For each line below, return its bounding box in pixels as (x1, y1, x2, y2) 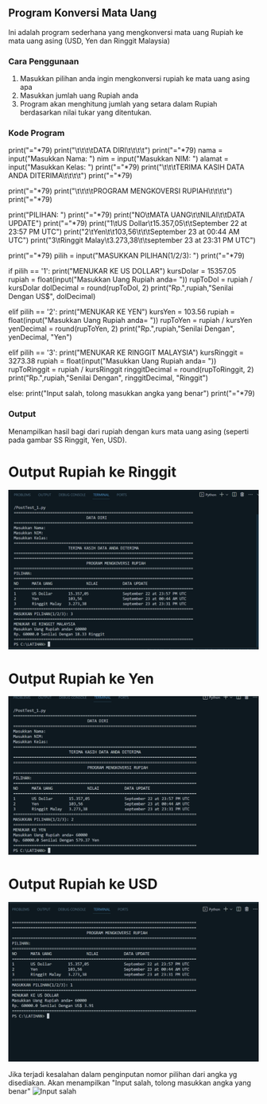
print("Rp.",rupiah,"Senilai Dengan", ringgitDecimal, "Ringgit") (8, 373, 209, 383)
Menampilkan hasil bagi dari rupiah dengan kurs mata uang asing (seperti (8, 426, 249, 436)
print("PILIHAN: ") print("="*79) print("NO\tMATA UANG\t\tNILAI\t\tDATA (8, 210, 245, 220)
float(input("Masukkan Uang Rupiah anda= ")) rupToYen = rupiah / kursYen (8, 316, 253, 325)
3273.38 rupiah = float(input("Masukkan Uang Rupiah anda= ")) (8, 356, 217, 366)
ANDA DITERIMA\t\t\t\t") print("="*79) (8, 171, 133, 181)
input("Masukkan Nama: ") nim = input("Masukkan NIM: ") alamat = (8, 154, 229, 164)
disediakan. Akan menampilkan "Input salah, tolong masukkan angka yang (8, 1078, 252, 1088)
